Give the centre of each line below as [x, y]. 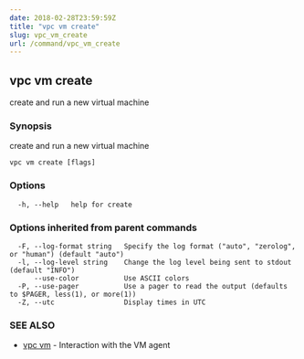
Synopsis [31, 126]
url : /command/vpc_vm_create [65, 43]
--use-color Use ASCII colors [111, 278]
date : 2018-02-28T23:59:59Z [63, 18]
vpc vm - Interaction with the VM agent [96, 345]
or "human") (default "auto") [67, 254]
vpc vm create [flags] [52, 163]
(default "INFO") [42, 270]
